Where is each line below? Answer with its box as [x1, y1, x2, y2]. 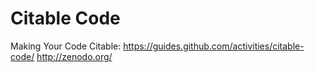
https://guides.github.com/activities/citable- [123, 40, 305, 52]
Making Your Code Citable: [10, 40, 122, 52]
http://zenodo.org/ [36, 50, 113, 62]
